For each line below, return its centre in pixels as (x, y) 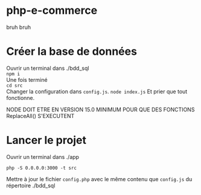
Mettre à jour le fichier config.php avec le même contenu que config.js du (99, 179)
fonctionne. (21, 97)
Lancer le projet (46, 141)
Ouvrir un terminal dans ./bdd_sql (48, 68)
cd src (14, 85)
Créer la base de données (72, 51)
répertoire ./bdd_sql (31, 185)
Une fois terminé (27, 79)
